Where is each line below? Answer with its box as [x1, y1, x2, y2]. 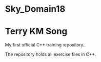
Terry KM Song [5, 26, 67, 37]
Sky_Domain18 [5, 3, 66, 15]
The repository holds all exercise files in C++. [5, 51, 97, 57]
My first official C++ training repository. [5, 42, 84, 48]
